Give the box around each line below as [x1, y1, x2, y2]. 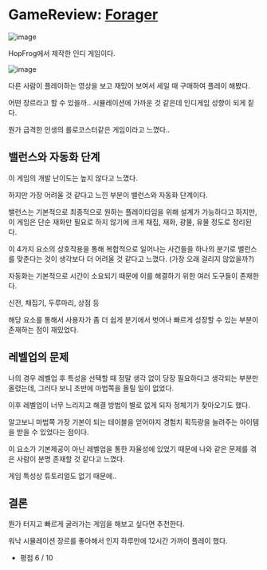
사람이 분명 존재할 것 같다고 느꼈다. [16, 453, 125, 464]
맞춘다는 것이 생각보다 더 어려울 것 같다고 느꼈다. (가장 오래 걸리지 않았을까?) [16, 254, 255, 263]
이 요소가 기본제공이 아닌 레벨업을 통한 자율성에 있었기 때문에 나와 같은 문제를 [8, 444, 249, 453]
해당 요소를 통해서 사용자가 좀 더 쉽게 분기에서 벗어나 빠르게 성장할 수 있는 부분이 [8, 315, 259, 324]
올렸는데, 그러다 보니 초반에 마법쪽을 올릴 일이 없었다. [8, 383, 174, 393]
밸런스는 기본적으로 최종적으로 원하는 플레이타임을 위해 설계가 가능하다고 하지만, [8, 207, 257, 216]
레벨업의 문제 [8, 350, 69, 364]
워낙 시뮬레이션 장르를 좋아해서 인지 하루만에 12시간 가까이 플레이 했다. [8, 536, 229, 546]
